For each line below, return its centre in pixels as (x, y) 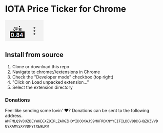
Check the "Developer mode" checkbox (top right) (63, 77)
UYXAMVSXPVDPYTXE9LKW (27, 127)
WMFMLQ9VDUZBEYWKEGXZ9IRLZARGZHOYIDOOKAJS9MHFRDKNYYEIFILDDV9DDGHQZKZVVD (82, 121)
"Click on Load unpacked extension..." (51, 82)
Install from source (34, 55)
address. (14, 116)
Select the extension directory (42, 87)
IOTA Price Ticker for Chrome (66, 9)
